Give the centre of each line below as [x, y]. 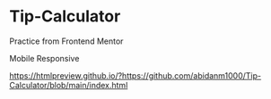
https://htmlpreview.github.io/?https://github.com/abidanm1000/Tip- [135, 75]
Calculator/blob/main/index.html [69, 85]
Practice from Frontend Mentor [66, 41]
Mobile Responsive [44, 58]
